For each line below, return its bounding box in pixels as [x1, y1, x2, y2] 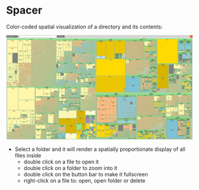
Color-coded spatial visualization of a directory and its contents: [6, 23, 163, 30]
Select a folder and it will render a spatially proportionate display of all [14, 146, 185, 153]
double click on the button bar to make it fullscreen [23, 171, 148, 178]
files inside [14, 152, 41, 159]
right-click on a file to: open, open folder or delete [23, 177, 146, 184]
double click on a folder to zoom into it [23, 165, 117, 172]
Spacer [6, 4, 43, 17]
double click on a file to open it [23, 158, 99, 166]
